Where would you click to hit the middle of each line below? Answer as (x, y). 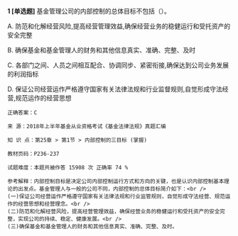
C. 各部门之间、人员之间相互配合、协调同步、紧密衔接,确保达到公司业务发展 (118, 65)
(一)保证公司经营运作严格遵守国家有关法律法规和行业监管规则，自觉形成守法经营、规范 (116, 196)
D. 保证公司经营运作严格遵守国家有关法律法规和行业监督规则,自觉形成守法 (115, 89)
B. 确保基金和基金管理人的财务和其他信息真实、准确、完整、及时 (102, 50)
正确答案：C (22, 113)
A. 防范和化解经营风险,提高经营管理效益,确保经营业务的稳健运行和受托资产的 (119, 26)
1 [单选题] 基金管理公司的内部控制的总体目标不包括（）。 (89, 11)
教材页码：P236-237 (33, 154)
